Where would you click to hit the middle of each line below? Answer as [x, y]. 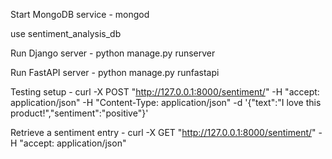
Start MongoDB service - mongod [80, 14]
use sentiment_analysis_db [66, 33]
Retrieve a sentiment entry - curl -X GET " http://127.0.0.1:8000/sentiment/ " [163, 132]
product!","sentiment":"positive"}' [79, 113]
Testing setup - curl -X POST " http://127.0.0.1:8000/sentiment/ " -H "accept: [165, 92]
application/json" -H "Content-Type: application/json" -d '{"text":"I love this [166, 102]
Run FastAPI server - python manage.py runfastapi [115, 72]
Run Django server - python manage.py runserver [113, 53]
